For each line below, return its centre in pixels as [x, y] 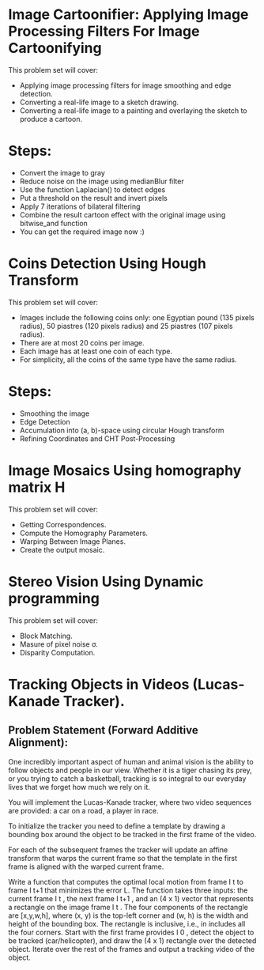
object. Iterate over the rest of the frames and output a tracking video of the [132, 949]
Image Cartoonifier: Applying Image [128, 15]
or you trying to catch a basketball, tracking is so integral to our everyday [127, 778]
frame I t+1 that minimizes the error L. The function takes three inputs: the [128, 890]
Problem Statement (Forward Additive [104, 730]
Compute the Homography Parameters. [84, 533]
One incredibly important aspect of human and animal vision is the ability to [131, 761]
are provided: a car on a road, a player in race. [83, 810]
